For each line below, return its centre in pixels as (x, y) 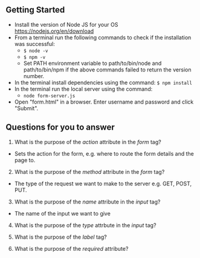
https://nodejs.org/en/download (54, 31)
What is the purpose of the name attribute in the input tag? (87, 202)
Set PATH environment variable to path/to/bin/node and (92, 63)
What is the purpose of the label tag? (60, 237)
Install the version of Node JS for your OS (66, 24)
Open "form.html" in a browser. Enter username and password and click (104, 102)
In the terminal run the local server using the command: (83, 89)
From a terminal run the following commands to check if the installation (103, 37)
